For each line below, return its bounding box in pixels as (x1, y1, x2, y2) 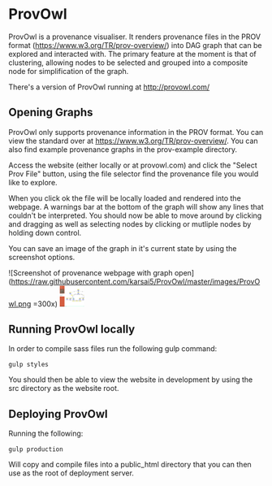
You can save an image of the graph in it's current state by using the (8, 243, 237, 253)
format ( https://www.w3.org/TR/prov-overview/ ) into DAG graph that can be (8, 40, 262, 50)
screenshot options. (8, 252, 76, 262)
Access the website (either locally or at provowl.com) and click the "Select (8, 160, 257, 170)
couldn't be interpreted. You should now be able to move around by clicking (8, 210, 262, 220)
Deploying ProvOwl (8, 407, 108, 421)
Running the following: (8, 428, 84, 439)
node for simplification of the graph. (8, 66, 129, 76)
